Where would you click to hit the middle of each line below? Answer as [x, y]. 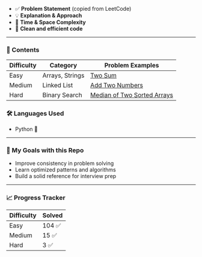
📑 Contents [23, 49]
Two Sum [103, 76]
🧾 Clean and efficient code [49, 29]
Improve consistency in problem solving [64, 163]
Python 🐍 [26, 129]
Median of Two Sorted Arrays [131, 95]
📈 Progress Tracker [36, 197]
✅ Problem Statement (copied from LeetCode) [73, 9]
